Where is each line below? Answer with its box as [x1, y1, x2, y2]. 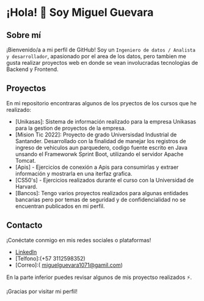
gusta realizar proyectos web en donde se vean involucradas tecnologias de [6, 59, 199, 66]
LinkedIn [15, 248, 37, 256]
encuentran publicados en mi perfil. [15, 202, 105, 210]
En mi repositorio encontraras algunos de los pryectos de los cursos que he [6, 99, 197, 106]
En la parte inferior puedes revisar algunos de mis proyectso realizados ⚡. [6, 273, 192, 281]
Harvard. [15, 183, 38, 190]
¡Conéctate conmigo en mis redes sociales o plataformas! [6, 236, 151, 243]
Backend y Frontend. [6, 65, 59, 73]
